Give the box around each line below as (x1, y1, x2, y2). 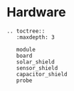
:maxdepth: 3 (16, 33, 55, 41)
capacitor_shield (16, 71, 68, 78)
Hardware (6, 4, 66, 20)
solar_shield (16, 58, 55, 66)
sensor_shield (16, 64, 58, 71)
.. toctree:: (6, 28, 46, 35)
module (16, 46, 36, 53)
